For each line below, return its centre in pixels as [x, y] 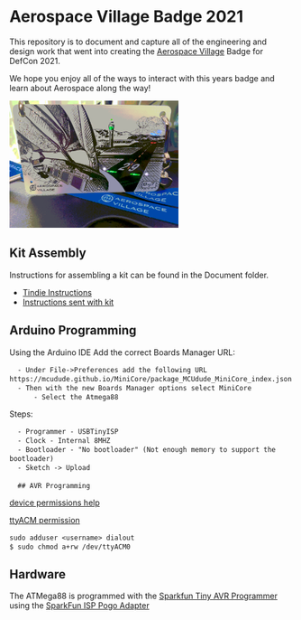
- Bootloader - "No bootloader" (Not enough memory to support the [147, 449]
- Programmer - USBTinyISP [68, 431]
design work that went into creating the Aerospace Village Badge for [137, 51]
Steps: [21, 414]
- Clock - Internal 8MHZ [64, 440]
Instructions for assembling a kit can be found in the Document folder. [139, 275]
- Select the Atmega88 [76, 397]
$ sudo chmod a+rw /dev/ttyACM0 [70, 547]
